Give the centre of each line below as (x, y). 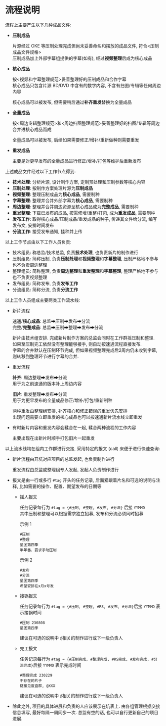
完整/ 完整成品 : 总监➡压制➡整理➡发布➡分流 (58, 327)
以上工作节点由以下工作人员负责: (38, 242)
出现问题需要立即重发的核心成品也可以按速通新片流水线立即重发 (77, 417)
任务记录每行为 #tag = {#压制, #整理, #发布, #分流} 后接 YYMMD (82, 507)
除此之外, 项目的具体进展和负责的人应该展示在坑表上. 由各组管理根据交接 (86, 706)
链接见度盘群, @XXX (37, 686)
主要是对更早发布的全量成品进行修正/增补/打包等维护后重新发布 (77, 161)
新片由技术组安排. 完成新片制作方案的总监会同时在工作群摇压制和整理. (83, 338)
